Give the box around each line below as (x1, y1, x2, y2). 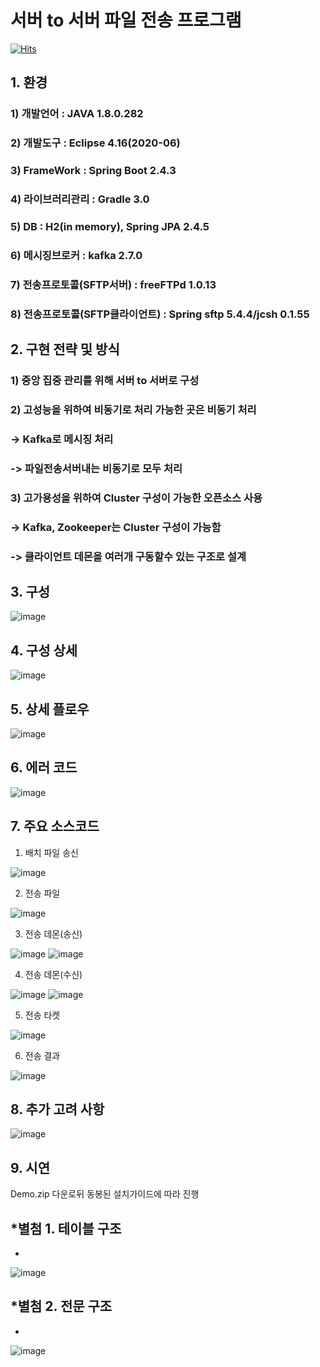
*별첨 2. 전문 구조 (10, 1298, 113, 1315)
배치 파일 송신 (24, 846, 79, 858)
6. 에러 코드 (10, 759, 78, 776)
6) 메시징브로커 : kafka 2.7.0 (10, 248, 143, 262)
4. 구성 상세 (10, 642, 78, 659)
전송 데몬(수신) (24, 968, 83, 980)
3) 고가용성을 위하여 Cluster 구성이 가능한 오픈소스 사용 (10, 491, 263, 505)
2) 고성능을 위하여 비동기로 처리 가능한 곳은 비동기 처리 (10, 402, 257, 416)
